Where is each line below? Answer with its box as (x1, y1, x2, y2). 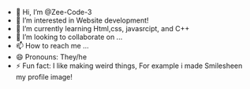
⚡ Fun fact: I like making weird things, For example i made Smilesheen (15, 61, 243, 70)
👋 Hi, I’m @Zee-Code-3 (15, 8, 92, 16)
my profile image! (15, 73, 73, 81)
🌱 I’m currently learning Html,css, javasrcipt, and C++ (15, 24, 190, 33)
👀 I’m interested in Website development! (15, 16, 149, 25)
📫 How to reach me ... (15, 41, 89, 50)
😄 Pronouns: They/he (15, 52, 88, 62)
